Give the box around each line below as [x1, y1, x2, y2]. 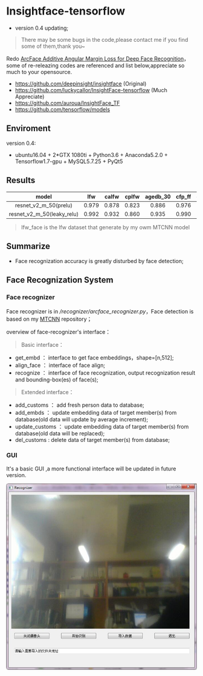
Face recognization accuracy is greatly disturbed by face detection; [14, 257, 184, 264]
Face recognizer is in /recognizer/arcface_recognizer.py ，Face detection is [6, 307, 194, 315]
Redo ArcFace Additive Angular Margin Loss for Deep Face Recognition [6, 55, 184, 62]
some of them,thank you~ [21, 42, 86, 50]
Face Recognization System [6, 275, 114, 286]
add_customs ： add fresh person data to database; [14, 401, 145, 409]
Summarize [6, 241, 50, 252]
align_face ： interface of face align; [14, 361, 106, 369]
